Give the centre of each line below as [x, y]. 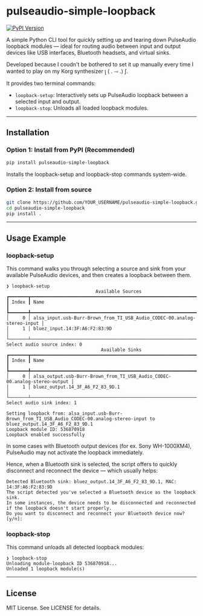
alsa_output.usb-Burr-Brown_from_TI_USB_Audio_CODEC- [102, 377]
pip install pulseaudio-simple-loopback [58, 162]
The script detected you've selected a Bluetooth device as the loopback [101, 492]
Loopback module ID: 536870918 [46, 430]
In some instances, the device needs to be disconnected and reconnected [101, 503]
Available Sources [119, 292]
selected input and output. [48, 101]
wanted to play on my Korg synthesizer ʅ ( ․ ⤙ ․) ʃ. [67, 71]
